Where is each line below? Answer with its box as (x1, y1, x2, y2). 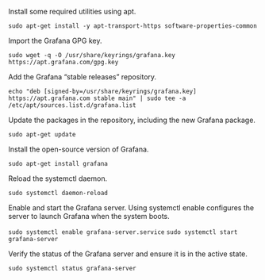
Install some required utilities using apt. (8, 7, 136, 16)
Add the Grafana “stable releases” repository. (8, 72, 157, 82)
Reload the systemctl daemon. (8, 174, 108, 183)
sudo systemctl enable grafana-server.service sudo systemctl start (8, 228, 238, 236)
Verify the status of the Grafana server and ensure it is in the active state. (8, 249, 248, 259)
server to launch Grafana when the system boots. (8, 212, 171, 221)
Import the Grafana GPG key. (8, 36, 102, 45)
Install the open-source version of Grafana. (8, 144, 149, 154)
